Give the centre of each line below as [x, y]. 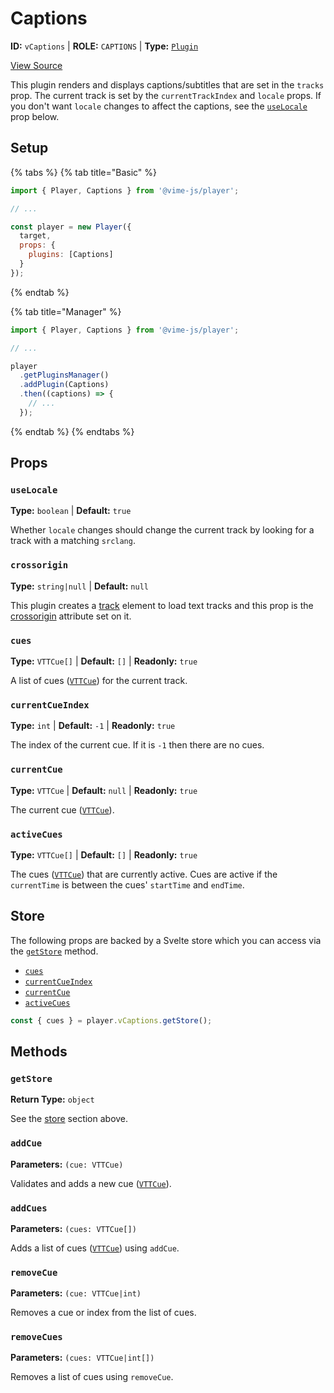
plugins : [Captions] [71, 255]
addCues [29, 1208]
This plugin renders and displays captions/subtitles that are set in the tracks [167, 84]
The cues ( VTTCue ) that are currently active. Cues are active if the [144, 874]
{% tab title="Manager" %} [66, 311]
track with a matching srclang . [73, 541]
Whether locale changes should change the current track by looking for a [162, 530]
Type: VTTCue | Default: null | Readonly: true [104, 790]
